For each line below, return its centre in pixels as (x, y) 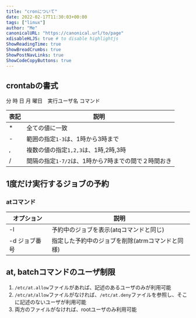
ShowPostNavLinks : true (35, 55)
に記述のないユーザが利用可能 (50, 302)
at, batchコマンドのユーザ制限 (61, 272)
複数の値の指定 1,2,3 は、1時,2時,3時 (76, 150)
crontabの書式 (32, 86)
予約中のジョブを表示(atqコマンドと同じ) (108, 230)
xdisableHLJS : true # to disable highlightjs (62, 39)
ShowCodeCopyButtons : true (39, 60)
